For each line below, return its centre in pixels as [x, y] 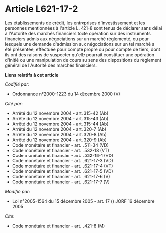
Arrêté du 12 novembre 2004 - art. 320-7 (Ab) [59, 129]
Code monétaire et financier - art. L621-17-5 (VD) [63, 171]
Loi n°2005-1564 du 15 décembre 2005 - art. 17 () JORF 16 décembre [83, 201]
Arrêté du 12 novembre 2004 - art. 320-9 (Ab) [59, 140]
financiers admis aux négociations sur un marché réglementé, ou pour [77, 39]
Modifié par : [18, 191]
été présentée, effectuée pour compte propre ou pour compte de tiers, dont [83, 49]
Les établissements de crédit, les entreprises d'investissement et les [75, 23]
